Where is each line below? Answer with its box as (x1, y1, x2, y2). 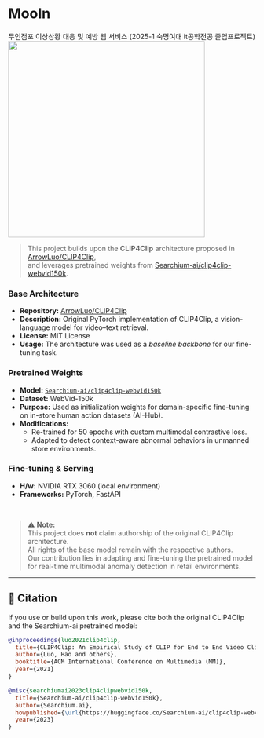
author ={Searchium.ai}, (15, 701, 93, 709)
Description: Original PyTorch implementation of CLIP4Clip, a (19, 315, 219, 324)
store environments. (31, 444, 97, 453)
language (19, 323, 50, 332)
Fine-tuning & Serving (8, 463, 94, 474)
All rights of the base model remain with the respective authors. (27, 545, 233, 554)
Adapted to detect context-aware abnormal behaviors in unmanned (31, 435, 250, 444)
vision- (220, 315, 244, 324)
